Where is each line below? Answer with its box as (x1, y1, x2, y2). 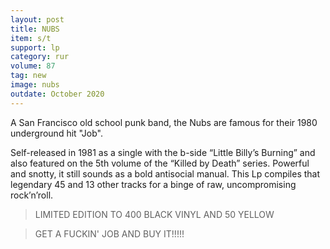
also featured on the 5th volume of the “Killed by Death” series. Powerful (10, 157, 310, 169)
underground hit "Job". (10, 127, 103, 139)
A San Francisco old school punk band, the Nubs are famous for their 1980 (10, 116, 318, 128)
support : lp (10, 42, 60, 53)
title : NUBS (10, 24, 60, 34)
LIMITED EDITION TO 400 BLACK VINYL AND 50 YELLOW (34, 208, 275, 220)
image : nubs (10, 80, 60, 90)
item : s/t (10, 33, 52, 43)
